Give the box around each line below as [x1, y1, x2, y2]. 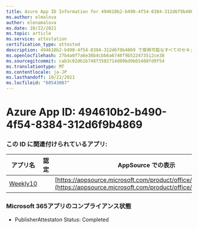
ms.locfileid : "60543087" [6, 80, 70, 86]
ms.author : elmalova [6, 14, 57, 20]
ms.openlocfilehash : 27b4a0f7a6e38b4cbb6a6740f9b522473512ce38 [6, 53, 165, 58]
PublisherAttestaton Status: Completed [14, 216, 109, 223]
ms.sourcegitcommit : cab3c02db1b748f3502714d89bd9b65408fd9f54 [6, 58, 165, 64]
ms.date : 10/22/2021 [6, 25, 57, 31]
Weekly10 [9, 179, 38, 188]
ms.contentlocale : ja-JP [6, 69, 67, 75]
